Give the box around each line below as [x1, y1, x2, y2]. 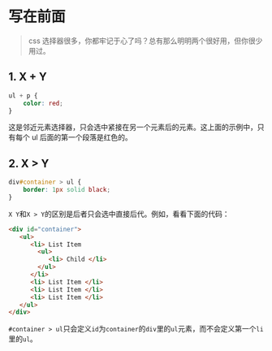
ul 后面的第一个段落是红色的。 [31, 132, 132, 142]
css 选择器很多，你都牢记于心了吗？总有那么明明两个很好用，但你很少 [28, 36, 263, 45]
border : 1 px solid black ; [23, 186, 111, 194]
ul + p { [8, 91, 38, 100]
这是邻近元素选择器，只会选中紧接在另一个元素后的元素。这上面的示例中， [8, 123, 257, 132]
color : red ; [23, 99, 63, 107]
